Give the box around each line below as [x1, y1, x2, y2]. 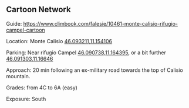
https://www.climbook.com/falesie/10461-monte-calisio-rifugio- [23, 20, 178, 27]
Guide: [6, 20, 22, 27]
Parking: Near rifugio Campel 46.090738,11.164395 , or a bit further [6, 49, 166, 56]
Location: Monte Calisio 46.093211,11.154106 [6, 37, 113, 44]
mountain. [6, 72, 31, 79]
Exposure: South [6, 95, 46, 102]
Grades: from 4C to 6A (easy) [6, 84, 78, 91]
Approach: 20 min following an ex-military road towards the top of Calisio [6, 67, 183, 74]
